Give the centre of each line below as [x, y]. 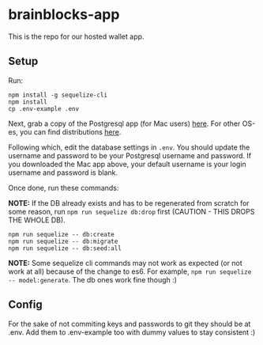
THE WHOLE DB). [37, 220]
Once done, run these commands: [64, 188]
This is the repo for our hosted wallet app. [76, 36]
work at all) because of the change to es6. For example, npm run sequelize [130, 271]
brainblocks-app [64, 15]
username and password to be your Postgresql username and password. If [130, 155]
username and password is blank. [63, 172]
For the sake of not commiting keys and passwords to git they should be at [130, 324]
